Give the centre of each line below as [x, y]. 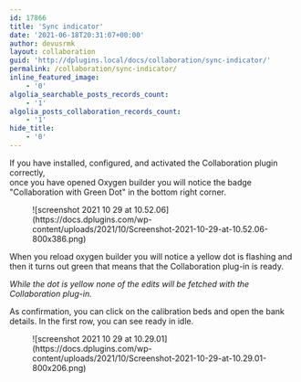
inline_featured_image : [55, 78]
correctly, [27, 172]
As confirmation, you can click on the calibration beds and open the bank [147, 311]
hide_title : [32, 129]
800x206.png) [59, 367]
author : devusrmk [42, 43]
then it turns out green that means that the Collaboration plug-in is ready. [147, 266]
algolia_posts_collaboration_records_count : [95, 111]
